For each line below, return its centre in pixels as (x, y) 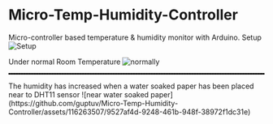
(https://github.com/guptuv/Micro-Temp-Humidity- (93, 103)
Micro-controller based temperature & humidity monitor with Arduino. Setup (135, 37)
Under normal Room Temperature (65, 62)
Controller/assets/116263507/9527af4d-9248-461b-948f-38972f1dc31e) (130, 112)
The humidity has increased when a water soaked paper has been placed (131, 86)
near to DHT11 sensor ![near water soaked (78, 94)
